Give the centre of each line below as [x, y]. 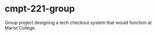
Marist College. [20, 27]
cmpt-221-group [40, 9]
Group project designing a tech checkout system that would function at [78, 22]
